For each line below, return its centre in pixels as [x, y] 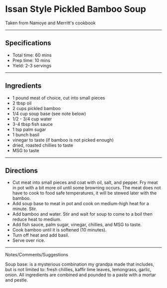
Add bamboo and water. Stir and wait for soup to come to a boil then [82, 214]
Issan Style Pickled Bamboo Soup [76, 9]
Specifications [28, 43]
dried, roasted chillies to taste [43, 145]
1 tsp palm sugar [29, 129]
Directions [22, 170]
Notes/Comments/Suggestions [37, 255]
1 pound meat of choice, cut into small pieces [59, 98]
